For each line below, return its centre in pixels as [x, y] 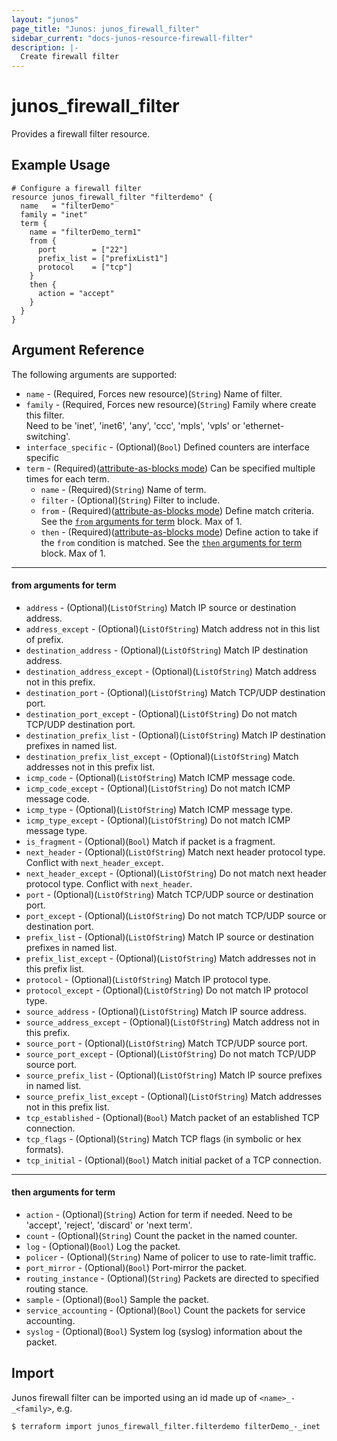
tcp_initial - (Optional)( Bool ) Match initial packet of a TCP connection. [173, 1160]
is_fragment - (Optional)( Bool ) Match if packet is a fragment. [150, 841]
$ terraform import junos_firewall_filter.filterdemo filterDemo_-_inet [166, 1426]
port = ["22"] [83, 249]
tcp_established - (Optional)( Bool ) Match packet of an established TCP [172, 1117]
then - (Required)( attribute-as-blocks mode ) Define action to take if [179, 532]
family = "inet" [54, 214]
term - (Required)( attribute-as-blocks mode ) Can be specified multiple [170, 468]
